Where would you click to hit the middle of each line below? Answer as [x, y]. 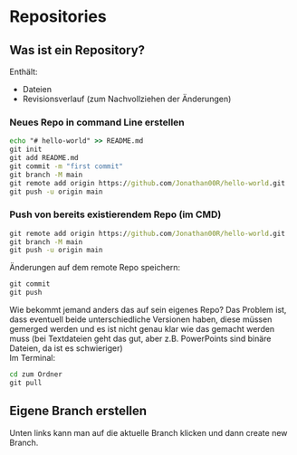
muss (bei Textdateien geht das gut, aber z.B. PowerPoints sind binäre [140, 339]
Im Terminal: [33, 358]
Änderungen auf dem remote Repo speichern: [95, 268]
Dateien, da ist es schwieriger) [67, 348]
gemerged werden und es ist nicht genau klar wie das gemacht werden [142, 329]
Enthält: [24, 71]
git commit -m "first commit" [67, 166]
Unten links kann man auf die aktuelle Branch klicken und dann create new [148, 432]
